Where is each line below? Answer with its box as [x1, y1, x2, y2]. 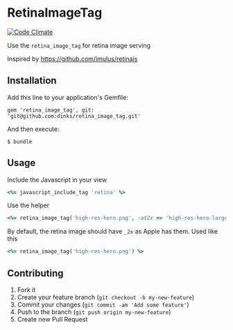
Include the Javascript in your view [7, 175, 107, 184]
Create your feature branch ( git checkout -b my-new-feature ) [17, 293, 195, 301]
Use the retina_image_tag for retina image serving [7, 41, 151, 49]
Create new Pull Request [17, 315, 88, 323]
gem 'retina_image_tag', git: [7, 106, 95, 114]
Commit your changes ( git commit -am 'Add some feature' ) [17, 300, 189, 309]
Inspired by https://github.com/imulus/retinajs [7, 54, 138, 63]
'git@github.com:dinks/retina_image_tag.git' [7, 112, 141, 119]
